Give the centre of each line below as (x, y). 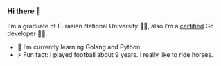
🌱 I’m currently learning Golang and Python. (79, 47)
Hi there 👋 (24, 11)
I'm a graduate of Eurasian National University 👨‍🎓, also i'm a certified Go (110, 26)
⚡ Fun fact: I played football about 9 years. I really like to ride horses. (115, 55)
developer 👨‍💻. (27, 33)
